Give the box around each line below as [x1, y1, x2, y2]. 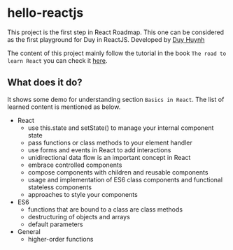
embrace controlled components [27, 161, 122, 169]
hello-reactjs [7, 5, 84, 21]
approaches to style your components [27, 190, 138, 198]
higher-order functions [27, 235, 94, 243]
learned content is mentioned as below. [7, 103, 121, 111]
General [17, 227, 41, 235]
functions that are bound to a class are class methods [27, 205, 183, 214]
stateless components [27, 183, 92, 191]
